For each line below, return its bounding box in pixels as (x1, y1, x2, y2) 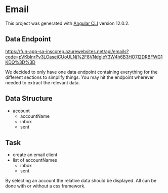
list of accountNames (12, 157, 57, 163)
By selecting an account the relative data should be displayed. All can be (5, 178, 157, 184)
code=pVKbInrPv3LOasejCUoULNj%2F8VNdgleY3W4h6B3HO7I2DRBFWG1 (5, 54, 163, 60)
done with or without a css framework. (5, 183, 86, 189)
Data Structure (5, 94, 53, 103)
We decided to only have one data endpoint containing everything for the (5, 69, 158, 75)
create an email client (12, 152, 58, 158)
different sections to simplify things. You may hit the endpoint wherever (5, 74, 154, 80)
